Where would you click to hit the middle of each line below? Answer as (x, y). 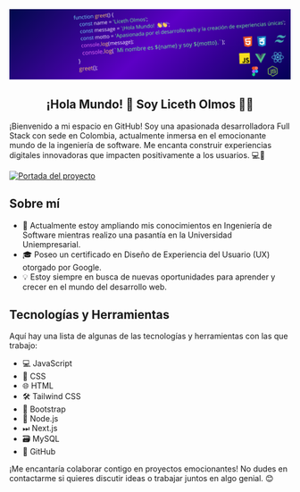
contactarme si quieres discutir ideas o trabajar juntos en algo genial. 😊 (142, 479)
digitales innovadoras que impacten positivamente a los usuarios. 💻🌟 (137, 154)
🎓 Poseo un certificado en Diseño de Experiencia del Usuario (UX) (146, 254)
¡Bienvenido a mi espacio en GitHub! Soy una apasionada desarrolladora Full (150, 126)
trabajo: (24, 346)
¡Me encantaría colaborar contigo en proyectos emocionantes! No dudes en (149, 469)
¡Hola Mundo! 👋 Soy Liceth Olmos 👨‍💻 (150, 105)
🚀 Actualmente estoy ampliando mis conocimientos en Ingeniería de (147, 225)
